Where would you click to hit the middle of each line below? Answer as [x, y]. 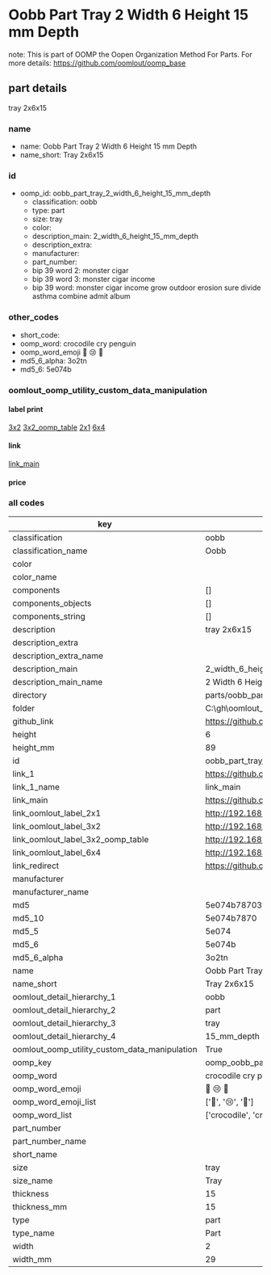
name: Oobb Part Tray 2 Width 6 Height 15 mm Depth [108, 146]
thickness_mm [40, 1206]
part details [38, 88]
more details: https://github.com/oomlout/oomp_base [97, 63]
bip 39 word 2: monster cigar [80, 271]
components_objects [52, 603]
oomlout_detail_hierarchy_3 [64, 1023]
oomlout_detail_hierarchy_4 [64, 1036]
